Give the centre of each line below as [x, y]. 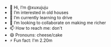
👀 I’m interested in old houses [39, 12]
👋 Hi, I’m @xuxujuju [29, 7]
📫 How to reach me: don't [36, 28]
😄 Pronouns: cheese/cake [36, 35]
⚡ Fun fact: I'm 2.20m [31, 40]
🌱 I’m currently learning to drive [41, 18]
